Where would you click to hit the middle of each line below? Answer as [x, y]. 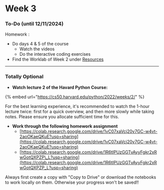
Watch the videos [37, 49]
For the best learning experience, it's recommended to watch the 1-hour [77, 106]
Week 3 [21, 9]
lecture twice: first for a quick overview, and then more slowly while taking [80, 111]
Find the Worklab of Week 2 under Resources [58, 60]
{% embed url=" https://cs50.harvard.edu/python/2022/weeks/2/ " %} [75, 97]
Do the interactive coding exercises [55, 54]
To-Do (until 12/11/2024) [34, 24]
